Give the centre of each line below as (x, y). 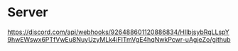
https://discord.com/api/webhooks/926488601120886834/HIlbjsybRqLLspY (118, 32)
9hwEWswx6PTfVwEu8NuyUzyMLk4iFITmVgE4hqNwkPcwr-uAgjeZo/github (119, 39)
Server (28, 12)
